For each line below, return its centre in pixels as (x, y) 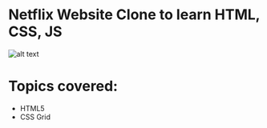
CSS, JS (35, 32)
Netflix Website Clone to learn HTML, (134, 15)
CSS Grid (35, 117)
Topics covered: (63, 86)
